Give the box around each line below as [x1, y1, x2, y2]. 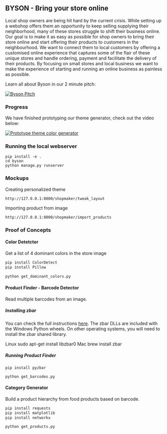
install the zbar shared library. [5, 331, 67, 337]
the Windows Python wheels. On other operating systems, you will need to [5, 326, 160, 332]
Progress [5, 103, 28, 110]
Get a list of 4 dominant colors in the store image [5, 250, 107, 256]
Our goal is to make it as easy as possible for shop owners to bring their [5, 33, 155, 39]
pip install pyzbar [5, 365, 46, 370]
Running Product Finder [5, 353, 57, 359]
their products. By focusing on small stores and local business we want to [5, 60, 158, 66]
